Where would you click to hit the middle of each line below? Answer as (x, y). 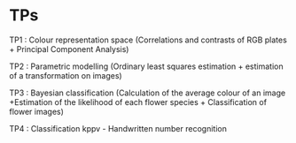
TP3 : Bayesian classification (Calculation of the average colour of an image (148, 93)
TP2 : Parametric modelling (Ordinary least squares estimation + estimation (146, 66)
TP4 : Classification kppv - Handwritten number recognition (118, 128)
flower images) (37, 111)
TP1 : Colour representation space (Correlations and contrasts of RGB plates (148, 40)
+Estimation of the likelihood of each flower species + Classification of (138, 102)
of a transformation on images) (66, 75)
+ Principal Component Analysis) (69, 49)
